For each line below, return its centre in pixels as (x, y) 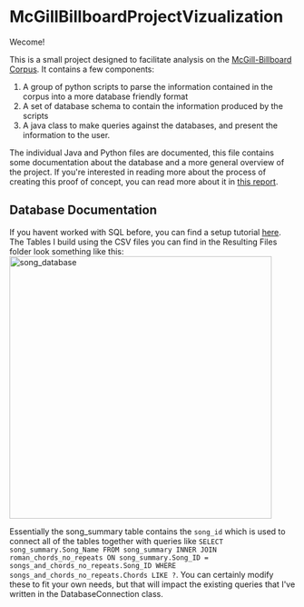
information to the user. (66, 134)
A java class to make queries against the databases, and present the (150, 125)
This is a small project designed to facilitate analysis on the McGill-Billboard (151, 59)
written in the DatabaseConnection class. (86, 593)
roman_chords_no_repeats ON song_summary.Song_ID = (109, 557)
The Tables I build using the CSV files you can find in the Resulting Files (143, 242)
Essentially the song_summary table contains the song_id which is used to (147, 531)
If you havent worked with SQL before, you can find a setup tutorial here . (145, 232)
